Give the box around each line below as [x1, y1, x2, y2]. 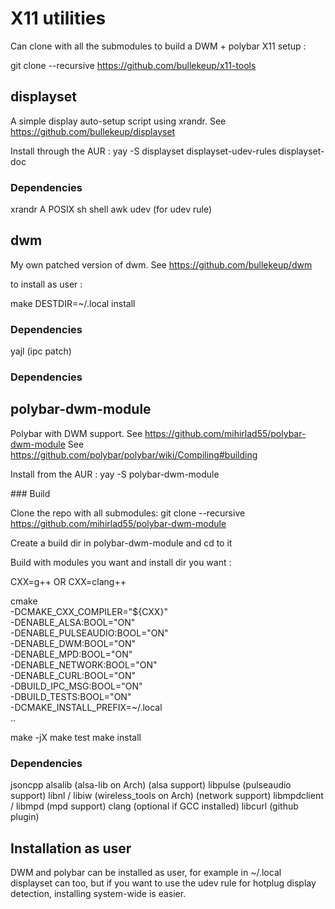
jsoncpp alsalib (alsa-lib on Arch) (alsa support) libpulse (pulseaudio [10, 779, 292, 791]
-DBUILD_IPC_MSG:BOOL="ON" [10, 680, 143, 692]
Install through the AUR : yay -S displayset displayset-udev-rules [10, 145, 277, 157]
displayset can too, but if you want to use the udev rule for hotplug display [10, 877, 317, 889]
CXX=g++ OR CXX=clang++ [10, 575, 127, 587]
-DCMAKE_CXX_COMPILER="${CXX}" [10, 605, 168, 617]
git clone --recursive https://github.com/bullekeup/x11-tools [10, 59, 257, 71]
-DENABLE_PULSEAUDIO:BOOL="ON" [10, 627, 169, 639]
